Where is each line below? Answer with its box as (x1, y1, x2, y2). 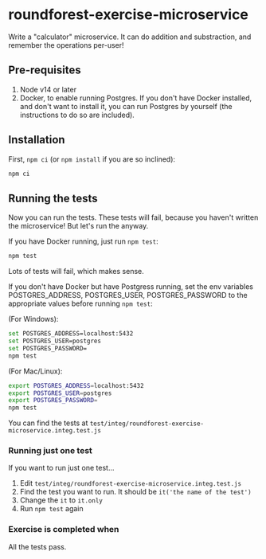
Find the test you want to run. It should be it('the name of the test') (19, 487, 252, 497)
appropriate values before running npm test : (8, 299, 153, 308)
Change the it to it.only (19, 495, 104, 505)
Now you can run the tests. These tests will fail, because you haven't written (8, 213, 259, 222)
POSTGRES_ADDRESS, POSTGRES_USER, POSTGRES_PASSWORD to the (8, 291, 248, 300)
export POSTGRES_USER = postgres (8, 389, 112, 397)
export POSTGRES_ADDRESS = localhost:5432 (8, 381, 145, 389)
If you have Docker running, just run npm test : (8, 236, 158, 246)
